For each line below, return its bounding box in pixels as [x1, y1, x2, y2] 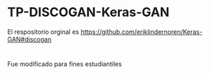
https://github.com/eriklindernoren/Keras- [80, 27, 203, 36]
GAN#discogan [7, 35, 51, 43]
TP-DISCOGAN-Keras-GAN [7, 4, 170, 20]
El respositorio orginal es [7, 27, 80, 36]
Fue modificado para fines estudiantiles [7, 60, 122, 68]
